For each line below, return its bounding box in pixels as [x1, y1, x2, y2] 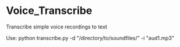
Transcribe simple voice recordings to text [6, 23, 108, 30]
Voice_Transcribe [6, 4, 93, 17]
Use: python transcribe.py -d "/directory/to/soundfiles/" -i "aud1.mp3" [6, 34, 175, 41]
